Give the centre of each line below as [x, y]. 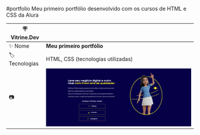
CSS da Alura [22, 15]
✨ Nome [19, 46]
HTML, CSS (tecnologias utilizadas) [90, 59]
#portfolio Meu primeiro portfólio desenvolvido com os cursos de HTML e [96, 9]
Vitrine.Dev [25, 37]
